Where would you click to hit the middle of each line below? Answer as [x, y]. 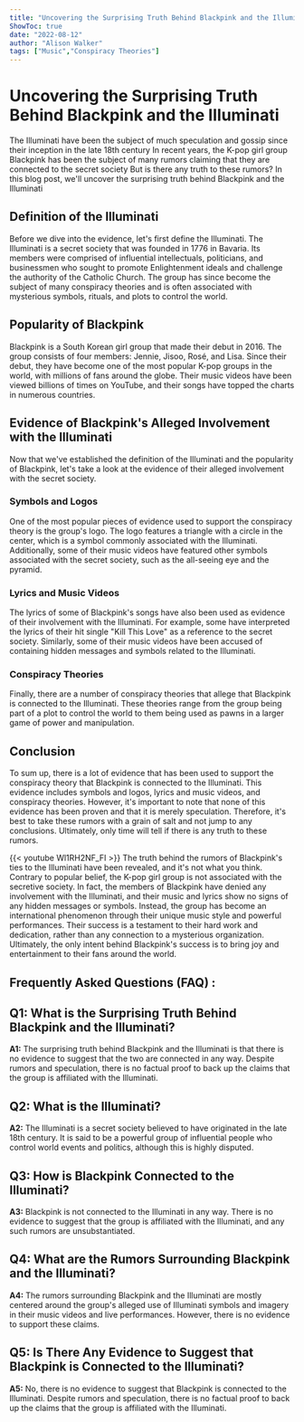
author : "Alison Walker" [56, 43]
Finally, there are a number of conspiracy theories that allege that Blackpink [150, 694]
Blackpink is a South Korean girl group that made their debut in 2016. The [146, 346]
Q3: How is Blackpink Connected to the [122, 1176]
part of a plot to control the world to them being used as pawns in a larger [147, 713]
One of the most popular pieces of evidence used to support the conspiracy [151, 521]
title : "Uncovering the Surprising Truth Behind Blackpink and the [139, 18]
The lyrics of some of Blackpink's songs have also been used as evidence [147, 612]
